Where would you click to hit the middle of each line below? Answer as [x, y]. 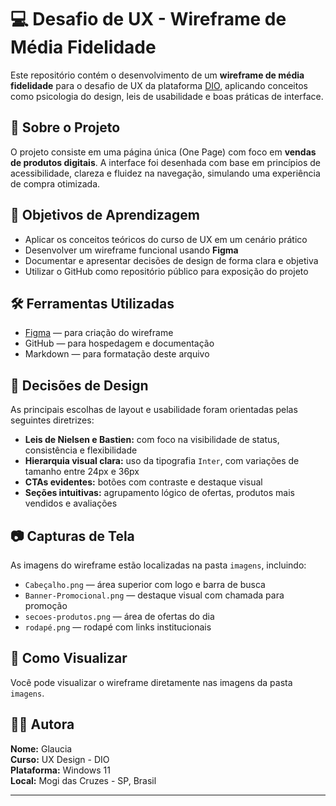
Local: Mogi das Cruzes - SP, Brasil [83, 780]
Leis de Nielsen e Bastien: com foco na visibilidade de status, [152, 440]
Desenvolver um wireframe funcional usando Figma [131, 250]
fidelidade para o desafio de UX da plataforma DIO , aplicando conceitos [159, 85]
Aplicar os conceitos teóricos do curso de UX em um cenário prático [166, 239]
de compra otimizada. [55, 183]
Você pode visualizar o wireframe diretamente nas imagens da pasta [151, 682]
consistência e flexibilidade [81, 450]
